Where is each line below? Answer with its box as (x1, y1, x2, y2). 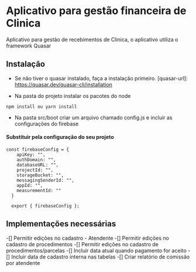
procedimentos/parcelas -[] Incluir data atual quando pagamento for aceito (6, 247, 187, 254)
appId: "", (16, 182, 43, 188)
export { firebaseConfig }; (11, 203, 80, 209)
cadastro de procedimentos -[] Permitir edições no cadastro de (6, 240, 159, 247)
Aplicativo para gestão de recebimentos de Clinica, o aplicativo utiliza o (6, 36, 178, 43)
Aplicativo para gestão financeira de (6, 4, 187, 18)
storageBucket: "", (16, 172, 64, 178)
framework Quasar (6, 42, 51, 49)
